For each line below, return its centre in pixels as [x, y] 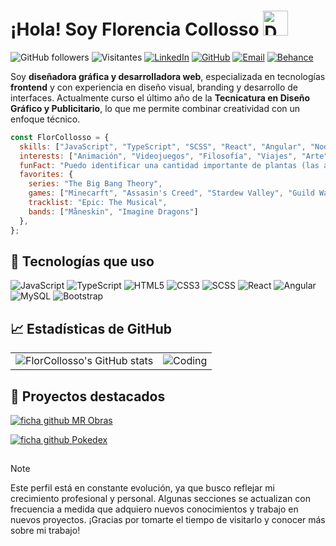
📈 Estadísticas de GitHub [91, 328]
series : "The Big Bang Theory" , [95, 184]
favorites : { [46, 175]
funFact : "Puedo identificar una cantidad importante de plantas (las [169, 165]
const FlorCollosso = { [60, 137]
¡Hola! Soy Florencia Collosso [135, 29]
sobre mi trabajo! [45, 531]
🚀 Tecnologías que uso [82, 261]
